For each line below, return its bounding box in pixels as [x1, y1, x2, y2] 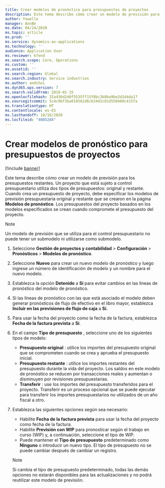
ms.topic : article [5, 30, 43, 35]
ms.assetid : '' [5, 67, 36, 72]
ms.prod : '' [5, 35, 30, 40]
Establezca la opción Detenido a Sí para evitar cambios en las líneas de [12, 280, 158, 286]
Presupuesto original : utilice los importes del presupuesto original [19, 345, 156, 350]
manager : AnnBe [5, 21, 36, 26]
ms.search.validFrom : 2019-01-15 [5, 90, 74, 95]
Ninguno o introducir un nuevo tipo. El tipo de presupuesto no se [19, 442, 152, 448]
